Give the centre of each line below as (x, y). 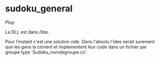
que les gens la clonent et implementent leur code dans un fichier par (76, 47)
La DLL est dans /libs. (27, 32)
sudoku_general (39, 9)
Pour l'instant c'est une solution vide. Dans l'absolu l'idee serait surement (80, 41)
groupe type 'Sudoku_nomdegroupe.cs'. (46, 52)
